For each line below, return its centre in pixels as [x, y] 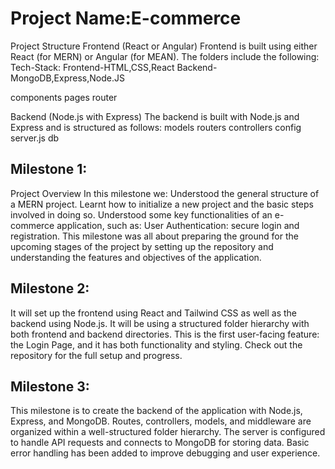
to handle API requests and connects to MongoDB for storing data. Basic [160, 443]
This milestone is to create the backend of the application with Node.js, [156, 411]
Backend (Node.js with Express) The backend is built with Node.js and [155, 116]
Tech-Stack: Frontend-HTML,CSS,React [92, 67]
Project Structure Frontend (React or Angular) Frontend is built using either [164, 46]
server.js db [35, 138]
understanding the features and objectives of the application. [136, 257]
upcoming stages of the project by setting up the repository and [142, 246]
